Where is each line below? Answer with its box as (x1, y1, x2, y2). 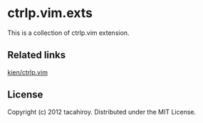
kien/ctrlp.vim (7, 68, 48, 76)
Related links (7, 49, 66, 61)
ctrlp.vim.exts (7, 5, 93, 21)
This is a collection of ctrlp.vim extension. (7, 28, 130, 37)
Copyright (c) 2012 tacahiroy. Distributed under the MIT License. (7, 107, 197, 116)
